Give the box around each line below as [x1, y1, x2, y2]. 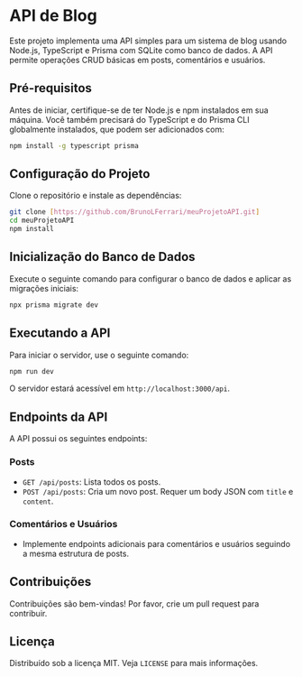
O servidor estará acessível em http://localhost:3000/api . [9, 383, 230, 394]
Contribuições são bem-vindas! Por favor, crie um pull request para [9, 598, 260, 609]
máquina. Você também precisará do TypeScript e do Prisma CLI [9, 114, 250, 125]
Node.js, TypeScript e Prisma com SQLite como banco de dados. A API [9, 44, 273, 55]
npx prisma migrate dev [9, 300, 99, 310]
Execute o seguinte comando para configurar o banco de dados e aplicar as [9, 273, 292, 284]
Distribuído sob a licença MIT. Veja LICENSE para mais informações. [9, 658, 259, 669]
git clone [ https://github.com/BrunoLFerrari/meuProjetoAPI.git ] [9, 208, 260, 217]
